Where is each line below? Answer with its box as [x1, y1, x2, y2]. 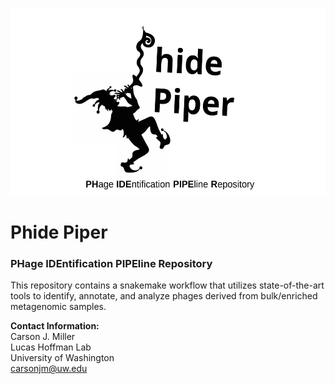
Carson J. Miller [10, 331, 76, 343]
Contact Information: [10, 320, 100, 332]
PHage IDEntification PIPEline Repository [10, 257, 213, 271]
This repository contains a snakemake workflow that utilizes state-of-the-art [10, 279, 325, 292]
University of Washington [10, 352, 115, 364]
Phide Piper [10, 221, 108, 244]
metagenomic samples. [10, 301, 107, 313]
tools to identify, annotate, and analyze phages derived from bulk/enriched [10, 290, 318, 302]
